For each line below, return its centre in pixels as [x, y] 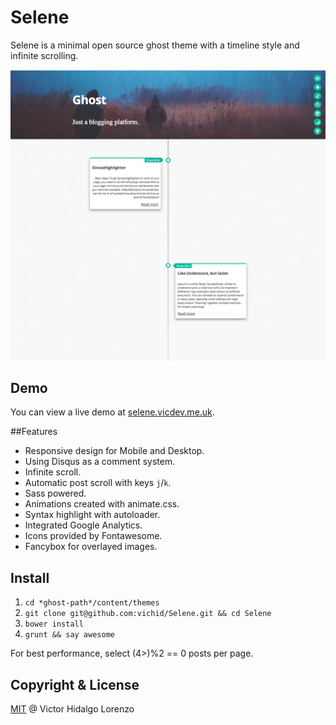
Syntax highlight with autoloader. [92, 515]
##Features [34, 432]
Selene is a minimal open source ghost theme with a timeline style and [155, 45]
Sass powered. [55, 493]
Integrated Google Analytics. [83, 525]
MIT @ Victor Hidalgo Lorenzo [72, 709]
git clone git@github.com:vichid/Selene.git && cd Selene [148, 614]
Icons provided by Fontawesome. [93, 536]
